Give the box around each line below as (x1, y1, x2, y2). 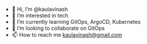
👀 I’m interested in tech (11, 12, 68, 19)
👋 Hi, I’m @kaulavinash (11, 6, 68, 12)
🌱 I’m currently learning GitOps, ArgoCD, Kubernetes (11, 18, 141, 25)
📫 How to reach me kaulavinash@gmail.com (11, 32, 122, 38)
